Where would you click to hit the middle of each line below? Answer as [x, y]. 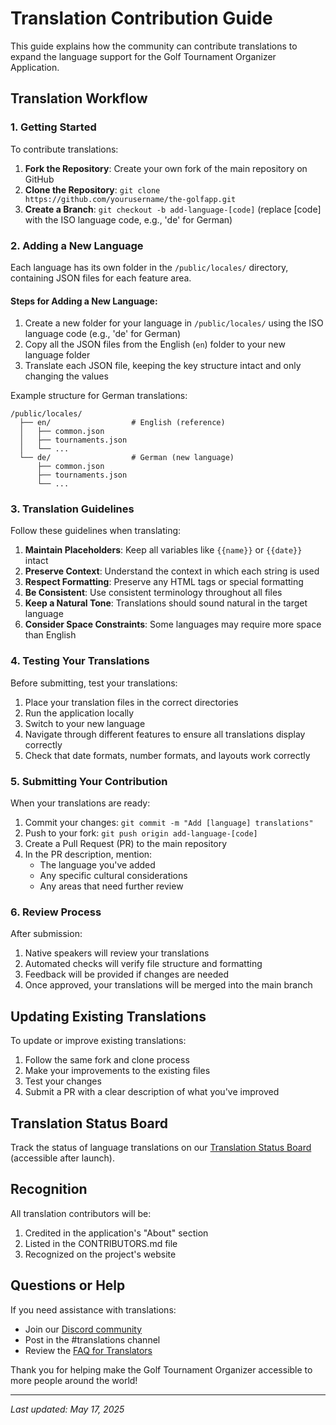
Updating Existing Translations [108, 1016]
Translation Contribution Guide [141, 18]
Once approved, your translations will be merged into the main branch [168, 985]
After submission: [46, 934]
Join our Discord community [83, 1329]
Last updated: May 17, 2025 [67, 1409]
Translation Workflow [79, 98]
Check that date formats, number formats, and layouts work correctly [167, 755]
